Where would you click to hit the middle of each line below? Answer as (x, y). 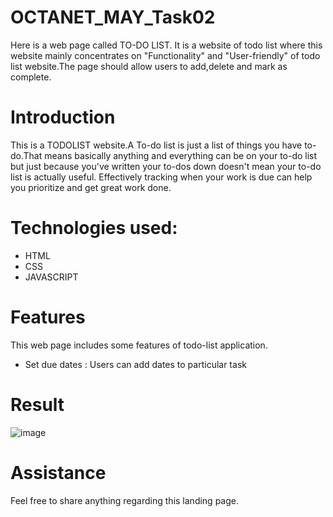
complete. (31, 77)
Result (37, 404)
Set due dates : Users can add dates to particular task (135, 364)
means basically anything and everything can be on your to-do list (181, 155)
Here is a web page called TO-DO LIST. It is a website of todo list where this (166, 45)
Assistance (58, 472)
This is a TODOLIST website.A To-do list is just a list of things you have (156, 145)
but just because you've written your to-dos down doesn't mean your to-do (166, 166)
